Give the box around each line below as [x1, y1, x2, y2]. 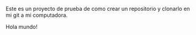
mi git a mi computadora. [5, 11, 68, 19]
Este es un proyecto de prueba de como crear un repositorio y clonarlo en [5, 5, 190, 12]
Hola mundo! [5, 24, 38, 30]
